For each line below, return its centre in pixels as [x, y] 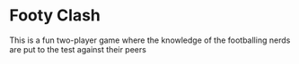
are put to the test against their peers [78, 49]
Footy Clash [55, 16]
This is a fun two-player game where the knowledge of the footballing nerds [150, 40]
